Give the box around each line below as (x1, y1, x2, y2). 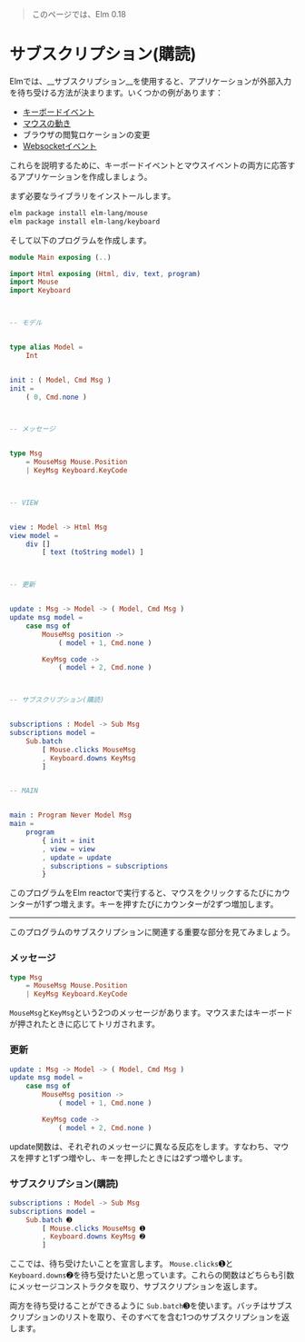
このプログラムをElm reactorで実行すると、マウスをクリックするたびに (9, 888, 275, 899)
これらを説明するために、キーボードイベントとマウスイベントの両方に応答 (9, 159, 288, 171)
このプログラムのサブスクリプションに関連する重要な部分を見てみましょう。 (9, 927, 295, 938)
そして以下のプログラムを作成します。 (9, 234, 152, 245)
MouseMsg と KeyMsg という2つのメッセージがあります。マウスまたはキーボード (9, 1008, 293, 1019)
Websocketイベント (22, 140, 97, 151)
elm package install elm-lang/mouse (9, 208, 148, 217)
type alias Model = (9, 343, 84, 353)
